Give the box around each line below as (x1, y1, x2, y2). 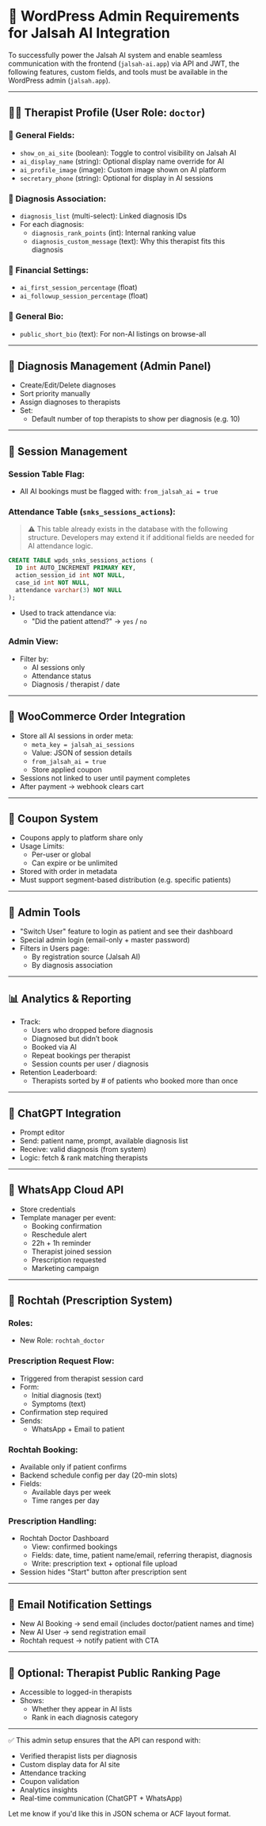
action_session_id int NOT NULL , (15, 572, 126, 580)
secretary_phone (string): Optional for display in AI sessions (19, 173, 214, 183)
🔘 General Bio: (8, 311, 64, 322)
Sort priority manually (19, 389, 91, 399)
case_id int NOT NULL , (15, 579, 90, 587)
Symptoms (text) (31, 1399, 86, 1408)
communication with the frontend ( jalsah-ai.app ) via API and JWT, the (8, 59, 240, 68)
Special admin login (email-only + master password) (19, 935, 190, 945)
